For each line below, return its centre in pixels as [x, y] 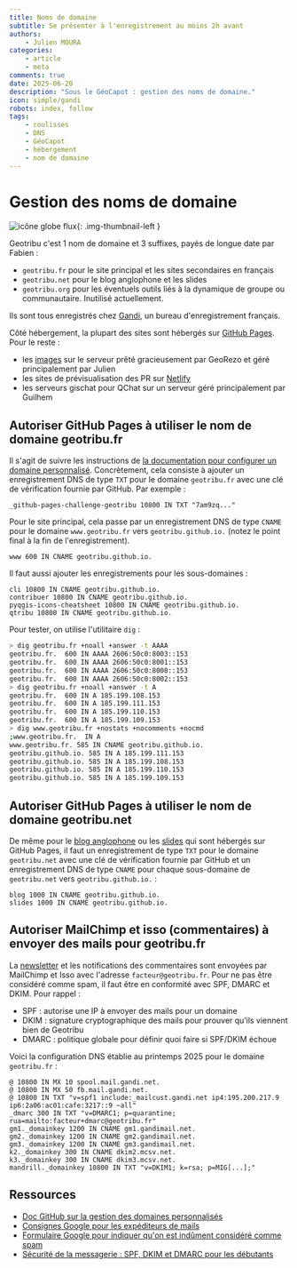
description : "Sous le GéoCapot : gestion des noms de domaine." [132, 92]
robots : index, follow [51, 108]
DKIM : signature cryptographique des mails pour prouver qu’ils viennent [155, 1020]
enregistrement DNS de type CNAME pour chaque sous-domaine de [130, 869]
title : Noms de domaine [53, 17]
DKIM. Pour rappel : [45, 993]
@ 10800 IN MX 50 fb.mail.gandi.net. [79, 1089]
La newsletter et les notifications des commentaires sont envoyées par [138, 965]
